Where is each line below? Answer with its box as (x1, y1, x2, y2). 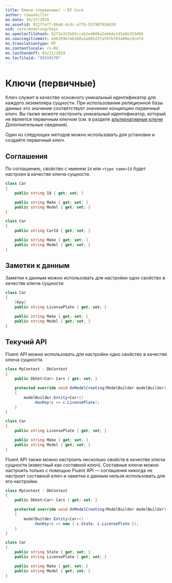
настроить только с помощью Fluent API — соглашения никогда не (5, 467, 152, 473)
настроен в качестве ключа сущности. (5, 171, 91, 177)
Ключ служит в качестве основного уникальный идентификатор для (5, 95, 156, 101)
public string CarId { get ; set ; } (14, 228, 91, 234)
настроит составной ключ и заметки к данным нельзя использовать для (5, 473, 165, 479)
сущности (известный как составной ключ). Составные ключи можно (5, 462, 159, 468)
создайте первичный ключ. (5, 137, 65, 143)
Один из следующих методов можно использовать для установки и (5, 131, 155, 138)
